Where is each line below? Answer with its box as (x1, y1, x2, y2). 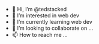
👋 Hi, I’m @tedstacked (11, 6, 67, 12)
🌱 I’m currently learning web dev (11, 18, 93, 25)
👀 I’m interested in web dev (11, 12, 80, 19)
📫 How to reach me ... (11, 32, 68, 38)
